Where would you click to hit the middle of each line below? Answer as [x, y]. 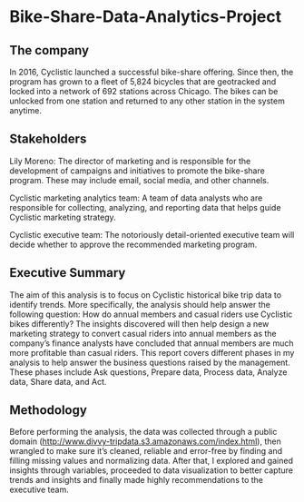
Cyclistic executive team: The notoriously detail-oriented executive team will [152, 234]
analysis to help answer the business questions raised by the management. [150, 362]
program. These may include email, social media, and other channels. [139, 180]
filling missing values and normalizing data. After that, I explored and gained [151, 461]
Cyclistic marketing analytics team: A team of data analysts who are [136, 198]
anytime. [26, 110]
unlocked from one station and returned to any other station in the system [147, 101]
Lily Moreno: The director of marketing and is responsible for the [130, 161]
